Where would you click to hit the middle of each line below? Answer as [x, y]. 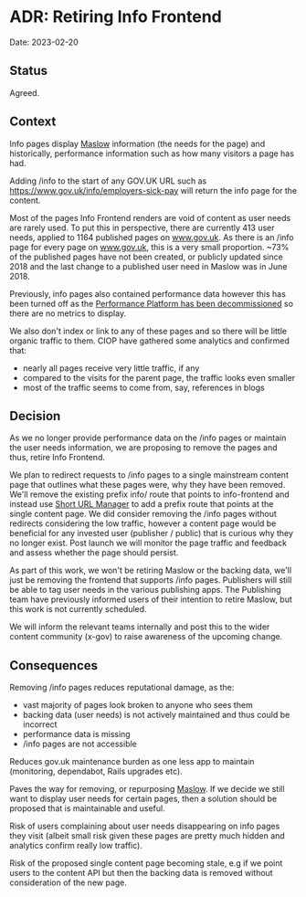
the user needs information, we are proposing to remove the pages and [143, 448]
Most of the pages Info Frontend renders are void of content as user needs [150, 217]
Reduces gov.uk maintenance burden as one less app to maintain [132, 762]
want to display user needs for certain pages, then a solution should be [143, 799]
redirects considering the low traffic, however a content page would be [143, 523]
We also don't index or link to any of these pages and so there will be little [148, 331]
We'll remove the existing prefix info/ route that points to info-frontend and [149, 494]
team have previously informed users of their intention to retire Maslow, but [151, 599]
